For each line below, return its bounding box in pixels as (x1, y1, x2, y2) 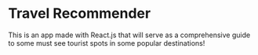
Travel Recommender (8, 5, 151, 22)
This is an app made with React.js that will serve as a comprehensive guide (8, 30, 251, 40)
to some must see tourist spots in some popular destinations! (8, 38, 205, 47)
